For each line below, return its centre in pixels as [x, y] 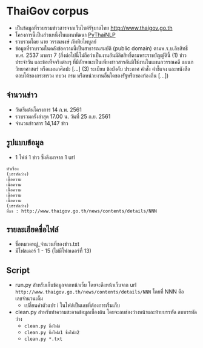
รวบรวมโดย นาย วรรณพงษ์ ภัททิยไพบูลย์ [56, 41]
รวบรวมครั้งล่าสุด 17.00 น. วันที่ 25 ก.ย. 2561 [63, 116]
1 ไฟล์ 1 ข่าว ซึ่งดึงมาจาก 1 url [45, 157]
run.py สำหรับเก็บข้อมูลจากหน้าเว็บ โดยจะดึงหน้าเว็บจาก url [76, 285]
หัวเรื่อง [13, 169]
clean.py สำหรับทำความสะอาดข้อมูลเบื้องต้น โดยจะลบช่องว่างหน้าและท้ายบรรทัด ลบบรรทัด [106, 312]
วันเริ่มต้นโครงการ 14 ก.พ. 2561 [48, 110]
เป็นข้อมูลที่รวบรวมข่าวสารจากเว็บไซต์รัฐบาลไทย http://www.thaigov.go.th [94, 28]
